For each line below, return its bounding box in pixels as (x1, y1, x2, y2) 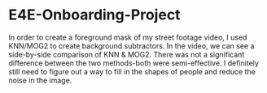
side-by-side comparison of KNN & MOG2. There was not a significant (8, 49, 245, 59)
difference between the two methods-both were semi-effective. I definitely (8, 58, 259, 68)
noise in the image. (8, 75, 72, 85)
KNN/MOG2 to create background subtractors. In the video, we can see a (8, 40, 255, 50)
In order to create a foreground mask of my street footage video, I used (8, 32, 247, 42)
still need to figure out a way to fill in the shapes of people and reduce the (8, 66, 256, 76)
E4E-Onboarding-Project (8, 6, 181, 24)
